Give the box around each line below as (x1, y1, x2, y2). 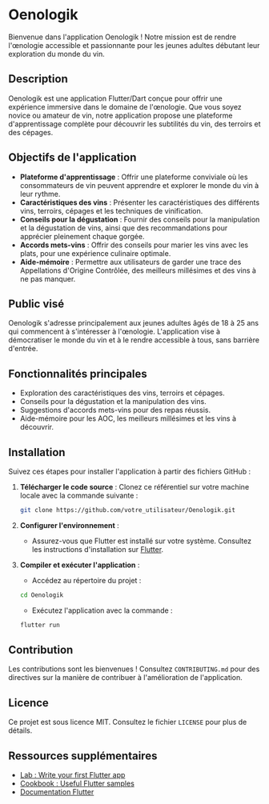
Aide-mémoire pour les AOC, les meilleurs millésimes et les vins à (19, 414, 237, 423)
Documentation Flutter (19, 787, 94, 797)
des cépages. (8, 127, 54, 137)
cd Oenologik (19, 590, 64, 599)
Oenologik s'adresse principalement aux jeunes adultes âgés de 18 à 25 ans (8, 318, 259, 328)
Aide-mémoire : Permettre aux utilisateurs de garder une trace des (19, 257, 242, 266)
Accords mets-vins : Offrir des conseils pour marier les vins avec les (19, 240, 249, 250)
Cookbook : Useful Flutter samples (19, 778, 134, 789)
